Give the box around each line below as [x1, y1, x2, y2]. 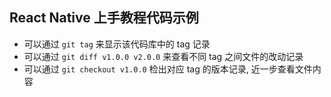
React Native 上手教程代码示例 [9, 9, 199, 27]
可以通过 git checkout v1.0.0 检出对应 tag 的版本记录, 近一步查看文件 [23, 63, 313, 75]
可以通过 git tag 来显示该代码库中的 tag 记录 [23, 38, 211, 50]
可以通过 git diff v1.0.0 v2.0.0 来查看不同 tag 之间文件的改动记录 [23, 50, 304, 62]
